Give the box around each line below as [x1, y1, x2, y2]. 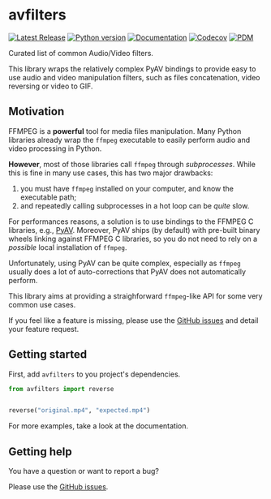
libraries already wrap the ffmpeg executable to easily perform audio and [8, 135, 251, 144]
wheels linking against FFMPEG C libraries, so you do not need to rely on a [8, 234, 258, 243]
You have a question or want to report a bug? [8, 467, 160, 476]
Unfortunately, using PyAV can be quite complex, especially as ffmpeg [8, 258, 241, 268]
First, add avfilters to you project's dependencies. [8, 369, 181, 379]
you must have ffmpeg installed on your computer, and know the [19, 183, 234, 193]
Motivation [8, 105, 65, 118]
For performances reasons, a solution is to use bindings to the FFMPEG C [8, 217, 254, 226]
